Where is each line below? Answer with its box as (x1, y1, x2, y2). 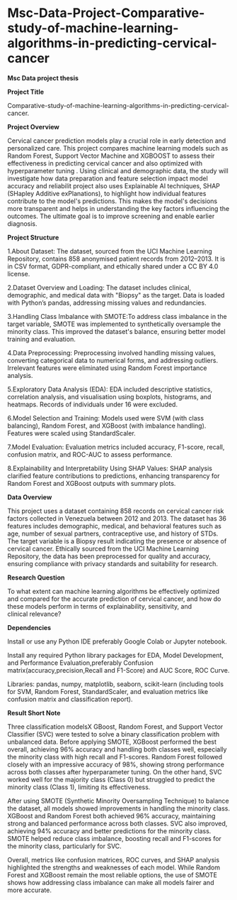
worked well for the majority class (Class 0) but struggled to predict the (7, 775, 216, 784)
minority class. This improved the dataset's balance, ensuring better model (7, 327, 226, 335)
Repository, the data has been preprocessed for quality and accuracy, (7, 552, 211, 560)
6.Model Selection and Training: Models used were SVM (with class (7, 413, 204, 422)
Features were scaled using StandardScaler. (7, 428, 136, 438)
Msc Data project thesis (7, 73, 79, 82)
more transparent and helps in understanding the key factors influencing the (7, 204, 230, 212)
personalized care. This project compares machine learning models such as (7, 143, 229, 152)
